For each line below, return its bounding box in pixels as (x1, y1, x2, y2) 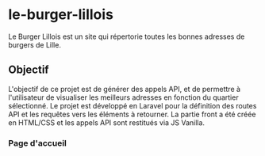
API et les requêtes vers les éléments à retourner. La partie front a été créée (8, 109, 256, 119)
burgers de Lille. (8, 40, 62, 49)
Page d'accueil (8, 137, 67, 148)
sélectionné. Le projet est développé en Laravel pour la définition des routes (8, 101, 257, 110)
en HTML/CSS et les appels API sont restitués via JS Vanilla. (8, 117, 205, 127)
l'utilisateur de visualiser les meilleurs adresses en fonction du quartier (8, 93, 240, 102)
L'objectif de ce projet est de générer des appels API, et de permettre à (8, 84, 240, 93)
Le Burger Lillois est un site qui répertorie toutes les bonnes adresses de (8, 32, 245, 41)
